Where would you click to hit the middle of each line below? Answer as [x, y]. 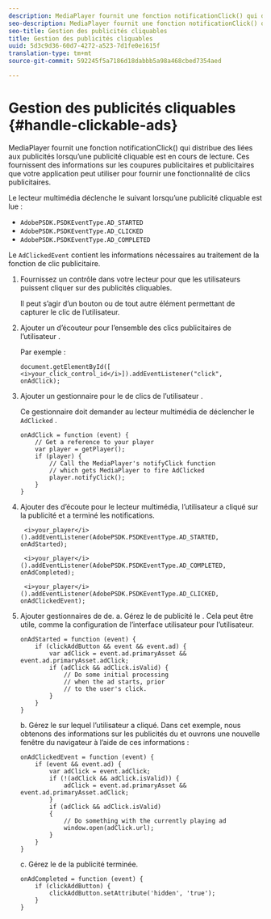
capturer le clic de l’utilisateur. [70, 311]
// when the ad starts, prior [114, 682]
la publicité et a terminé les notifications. [87, 515]
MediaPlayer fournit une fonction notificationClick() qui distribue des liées [131, 147]
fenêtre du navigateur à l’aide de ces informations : [104, 742]
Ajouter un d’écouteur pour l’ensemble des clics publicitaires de [125, 328]
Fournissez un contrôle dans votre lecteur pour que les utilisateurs [130, 279]
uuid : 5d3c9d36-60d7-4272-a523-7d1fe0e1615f [84, 46]
